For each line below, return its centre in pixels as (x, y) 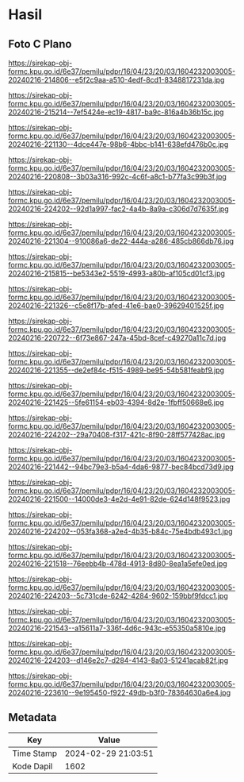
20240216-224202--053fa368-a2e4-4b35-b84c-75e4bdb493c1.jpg (120, 531)
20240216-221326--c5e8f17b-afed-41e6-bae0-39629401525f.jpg (116, 306)
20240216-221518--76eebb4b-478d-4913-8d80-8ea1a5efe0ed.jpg (118, 564)
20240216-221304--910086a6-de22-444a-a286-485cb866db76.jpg (121, 241)
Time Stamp (35, 753)
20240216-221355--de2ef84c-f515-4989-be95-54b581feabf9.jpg (116, 370)
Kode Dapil (32, 766)
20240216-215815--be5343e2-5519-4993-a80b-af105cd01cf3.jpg (117, 273)
